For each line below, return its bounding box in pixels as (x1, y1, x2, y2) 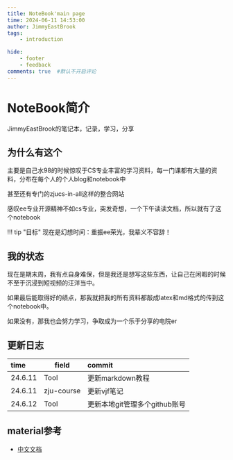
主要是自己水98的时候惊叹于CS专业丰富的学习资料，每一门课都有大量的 (7, 166, 212, 174)
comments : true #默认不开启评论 (7, 67, 96, 75)
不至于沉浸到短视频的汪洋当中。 (7, 279, 98, 287)
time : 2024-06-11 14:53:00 (7, 17, 85, 24)
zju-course (44, 386, 81, 395)
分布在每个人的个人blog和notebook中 (19, 175, 126, 183)
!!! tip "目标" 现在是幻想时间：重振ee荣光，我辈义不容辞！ (7, 228, 171, 236)
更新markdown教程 (87, 373, 150, 383)
